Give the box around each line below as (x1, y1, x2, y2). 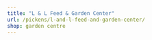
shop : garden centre (7, 22, 66, 29)
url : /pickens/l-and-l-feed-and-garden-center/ (7, 16, 146, 23)
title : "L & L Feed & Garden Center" (7, 9, 115, 17)
